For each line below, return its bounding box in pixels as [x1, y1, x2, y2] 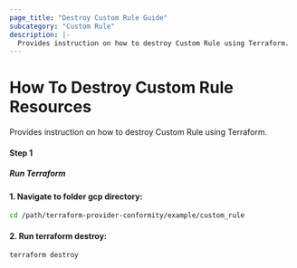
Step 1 [9, 147, 34, 158]
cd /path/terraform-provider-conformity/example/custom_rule [9, 211, 245, 220]
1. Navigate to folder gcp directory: [9, 191, 143, 202]
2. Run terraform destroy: [9, 230, 107, 241]
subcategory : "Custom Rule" [9, 22, 116, 31]
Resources [9, 97, 92, 118]
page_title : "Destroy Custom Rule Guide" [9, 13, 168, 23]
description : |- [9, 30, 71, 39]
